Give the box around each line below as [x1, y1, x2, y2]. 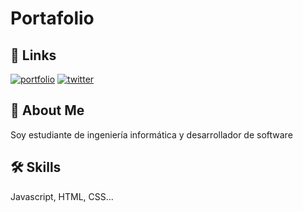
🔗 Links [10, 47, 57, 64]
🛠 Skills [10, 159, 62, 176]
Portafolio [10, 7, 95, 30]
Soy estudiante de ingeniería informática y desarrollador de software [10, 128, 293, 141]
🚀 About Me [10, 102, 85, 119]
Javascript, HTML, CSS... [10, 190, 114, 202]
